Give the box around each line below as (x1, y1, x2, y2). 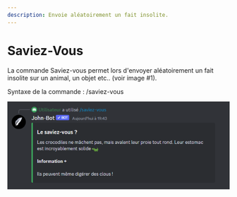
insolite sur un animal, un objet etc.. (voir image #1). (7, 73, 157, 82)
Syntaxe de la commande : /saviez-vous (7, 87, 124, 95)
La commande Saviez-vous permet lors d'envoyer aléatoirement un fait (7, 66, 214, 74)
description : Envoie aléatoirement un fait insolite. (7, 11, 169, 18)
